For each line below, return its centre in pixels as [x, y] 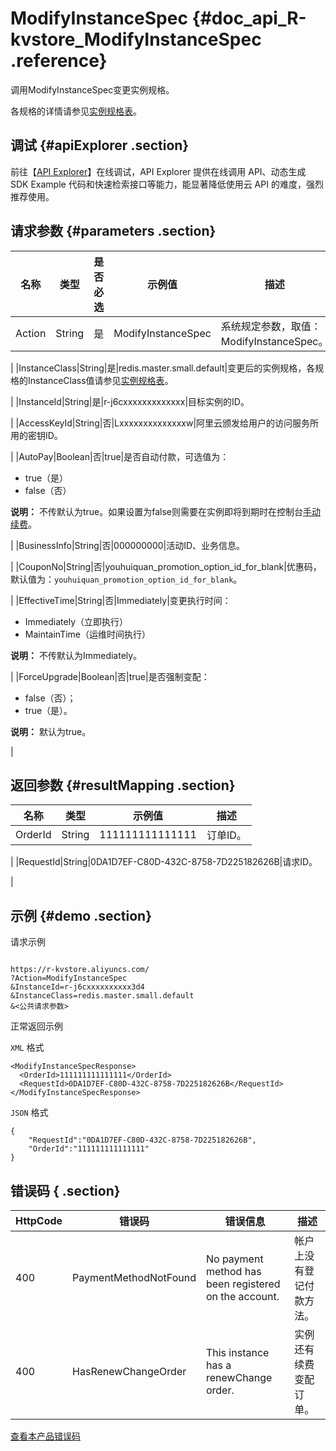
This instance [237, 1352]
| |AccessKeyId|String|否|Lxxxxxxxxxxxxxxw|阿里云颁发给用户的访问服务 [160, 423]
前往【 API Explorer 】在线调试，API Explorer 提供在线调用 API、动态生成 [158, 171]
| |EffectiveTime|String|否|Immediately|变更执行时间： [121, 600]
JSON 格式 [29, 1113]
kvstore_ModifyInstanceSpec [136, 39]
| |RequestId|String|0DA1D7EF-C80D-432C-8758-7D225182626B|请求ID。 [164, 862]
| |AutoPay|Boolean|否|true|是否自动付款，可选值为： [120, 456]
